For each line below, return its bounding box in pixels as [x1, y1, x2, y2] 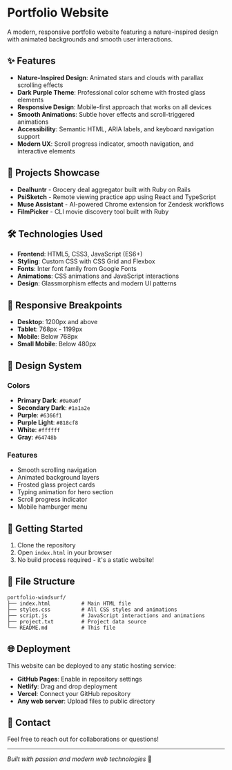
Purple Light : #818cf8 [17, 418, 79, 426]
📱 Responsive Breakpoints [7, 299, 123, 311]
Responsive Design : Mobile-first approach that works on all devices [17, 102, 212, 111]
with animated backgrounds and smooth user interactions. [7, 35, 173, 43]
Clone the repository [17, 541, 76, 549]
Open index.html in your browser [17, 548, 113, 556]
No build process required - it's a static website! [17, 555, 154, 564]
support [17, 132, 40, 140]
